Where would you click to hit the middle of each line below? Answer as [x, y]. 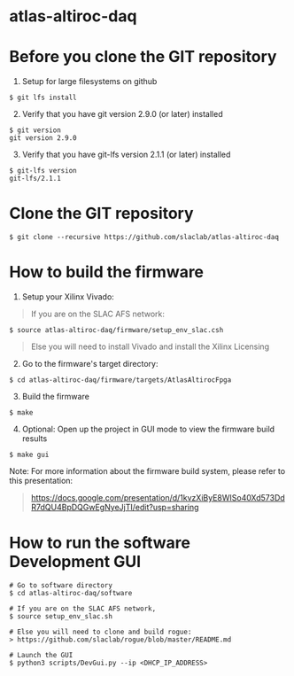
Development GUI [75, 562]
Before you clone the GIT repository [143, 57]
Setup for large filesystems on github [89, 82]
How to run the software [100, 543]
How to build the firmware [107, 272]
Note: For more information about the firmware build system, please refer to [147, 471]
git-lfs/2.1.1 [35, 179]
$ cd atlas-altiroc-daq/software [71, 593]
